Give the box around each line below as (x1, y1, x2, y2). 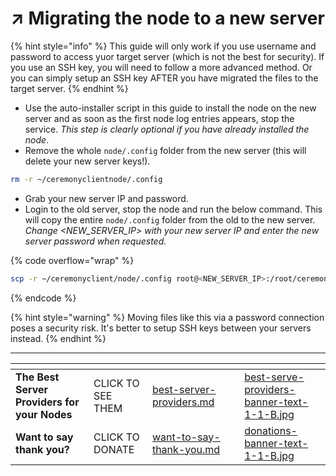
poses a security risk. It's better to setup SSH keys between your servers (10, 322, 312, 334)
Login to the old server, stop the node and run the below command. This (24, 203, 323, 215)
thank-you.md (151, 442, 221, 456)
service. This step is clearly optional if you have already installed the (24, 123, 310, 135)
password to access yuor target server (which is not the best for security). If (10, 50, 325, 62)
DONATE (93, 442, 135, 456)
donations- (244, 423, 298, 437)
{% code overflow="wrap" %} (10, 254, 135, 266)
